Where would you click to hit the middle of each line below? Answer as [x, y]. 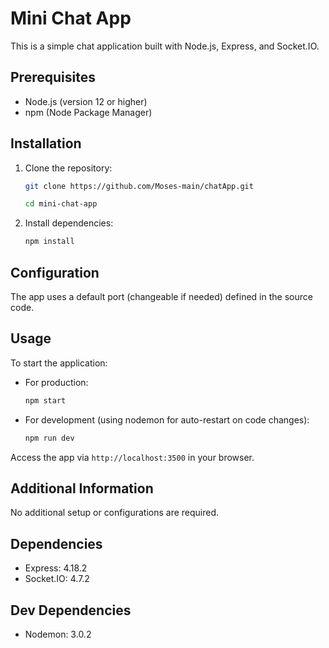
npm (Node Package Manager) [88, 112]
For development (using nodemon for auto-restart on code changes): [167, 419]
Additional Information [82, 488]
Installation [46, 143]
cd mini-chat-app [61, 204]
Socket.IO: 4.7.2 [57, 579]
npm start [45, 400]
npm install [49, 242]
